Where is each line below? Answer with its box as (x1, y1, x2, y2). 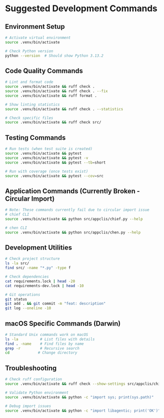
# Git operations (5, 292, 41, 297)
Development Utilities (5, 243, 72, 251)
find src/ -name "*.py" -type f (5, 266, 71, 271)
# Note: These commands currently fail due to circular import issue (5, 208, 150, 212)
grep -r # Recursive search (5, 346, 80, 351)
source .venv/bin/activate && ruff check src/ (5, 120, 102, 125)
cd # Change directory (5, 350, 78, 355)
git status (5, 296, 27, 302)
